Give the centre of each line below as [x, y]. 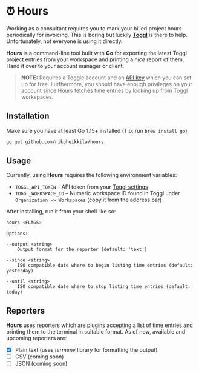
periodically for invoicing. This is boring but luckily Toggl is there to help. [97, 35]
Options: [17, 234]
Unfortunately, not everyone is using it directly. [64, 41]
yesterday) [20, 271]
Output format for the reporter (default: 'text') [82, 250]
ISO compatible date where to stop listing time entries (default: [104, 287]
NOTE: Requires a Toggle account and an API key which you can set [106, 78]
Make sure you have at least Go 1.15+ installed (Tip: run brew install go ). [98, 130]
